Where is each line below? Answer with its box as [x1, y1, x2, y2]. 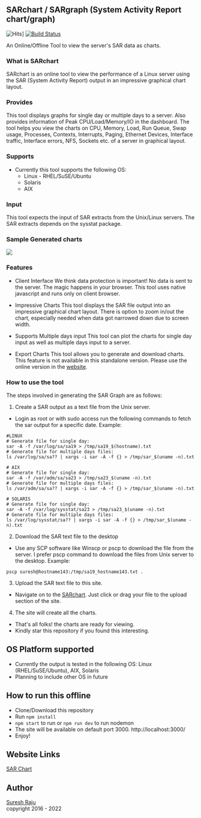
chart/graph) [6, 14, 56, 25]
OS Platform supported [6, 644, 94, 655]
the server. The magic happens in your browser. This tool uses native [14, 283, 186, 291]
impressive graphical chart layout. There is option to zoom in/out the [14, 308, 184, 315]
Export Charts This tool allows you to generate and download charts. [14, 350, 185, 357]
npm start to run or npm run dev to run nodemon [14, 719, 134, 726]
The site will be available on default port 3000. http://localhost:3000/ [14, 726, 186, 733]
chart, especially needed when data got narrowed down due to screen [14, 314, 189, 321]
